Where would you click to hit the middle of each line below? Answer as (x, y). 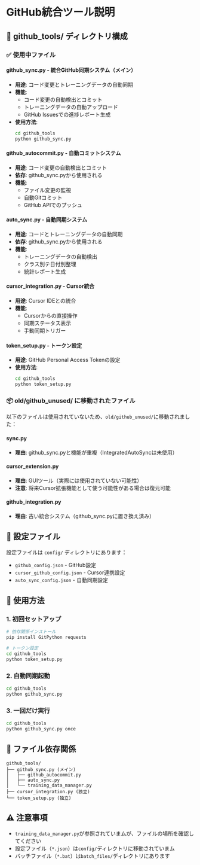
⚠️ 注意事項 (27, 818)
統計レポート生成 (45, 271)
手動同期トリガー (45, 331)
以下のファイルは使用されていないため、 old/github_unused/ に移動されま (96, 417)
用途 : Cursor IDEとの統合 (45, 301)
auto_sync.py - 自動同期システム (47, 220)
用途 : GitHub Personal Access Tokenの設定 (67, 360)
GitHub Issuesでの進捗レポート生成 (67, 114)
